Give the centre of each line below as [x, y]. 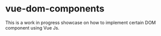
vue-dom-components [55, 9]
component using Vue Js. [33, 27]
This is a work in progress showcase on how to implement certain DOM [81, 22]
